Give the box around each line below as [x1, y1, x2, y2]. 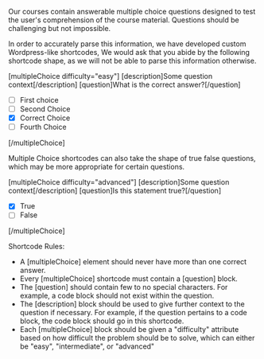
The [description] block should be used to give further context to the [19, 299, 245, 309]
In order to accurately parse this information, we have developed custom [8, 39, 247, 49]
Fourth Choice [19, 123, 67, 132]
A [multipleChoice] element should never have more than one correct [19, 257, 247, 267]
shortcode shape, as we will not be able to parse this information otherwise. [8, 56, 257, 65]
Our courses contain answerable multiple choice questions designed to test [8, 7, 256, 16]
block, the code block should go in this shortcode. [19, 316, 184, 326]
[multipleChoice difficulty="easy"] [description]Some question [8, 72, 213, 80]
